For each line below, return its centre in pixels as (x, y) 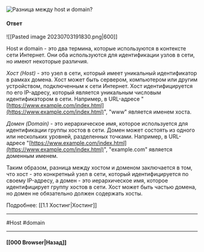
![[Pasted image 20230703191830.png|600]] (62, 37)
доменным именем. (32, 156)
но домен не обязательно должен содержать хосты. (74, 194)
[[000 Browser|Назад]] (36, 242)
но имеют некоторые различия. (47, 61)
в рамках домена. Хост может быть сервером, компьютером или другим (102, 80)
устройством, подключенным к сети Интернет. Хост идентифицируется (100, 86)
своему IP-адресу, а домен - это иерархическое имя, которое (87, 181)
